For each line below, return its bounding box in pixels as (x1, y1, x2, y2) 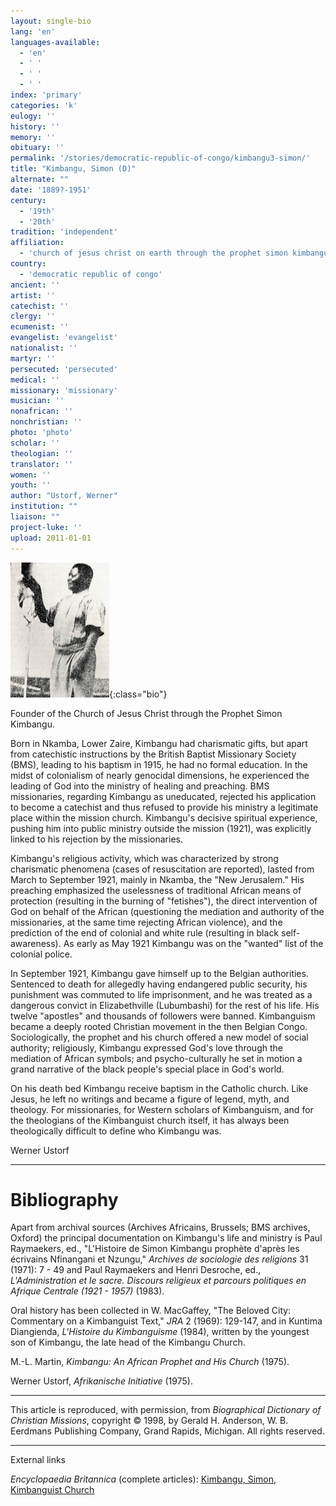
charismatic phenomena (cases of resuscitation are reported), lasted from (10, 863, 315, 875)
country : (10, 259, 47, 269)
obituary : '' (10, 143, 65, 153)
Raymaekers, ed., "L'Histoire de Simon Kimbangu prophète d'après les (10, 1243, 300, 1255)
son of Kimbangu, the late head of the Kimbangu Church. (10, 1336, 246, 1349)
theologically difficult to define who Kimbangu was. (10, 1125, 222, 1137)
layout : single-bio (10, 16, 92, 26)
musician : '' (10, 396, 65, 406)
